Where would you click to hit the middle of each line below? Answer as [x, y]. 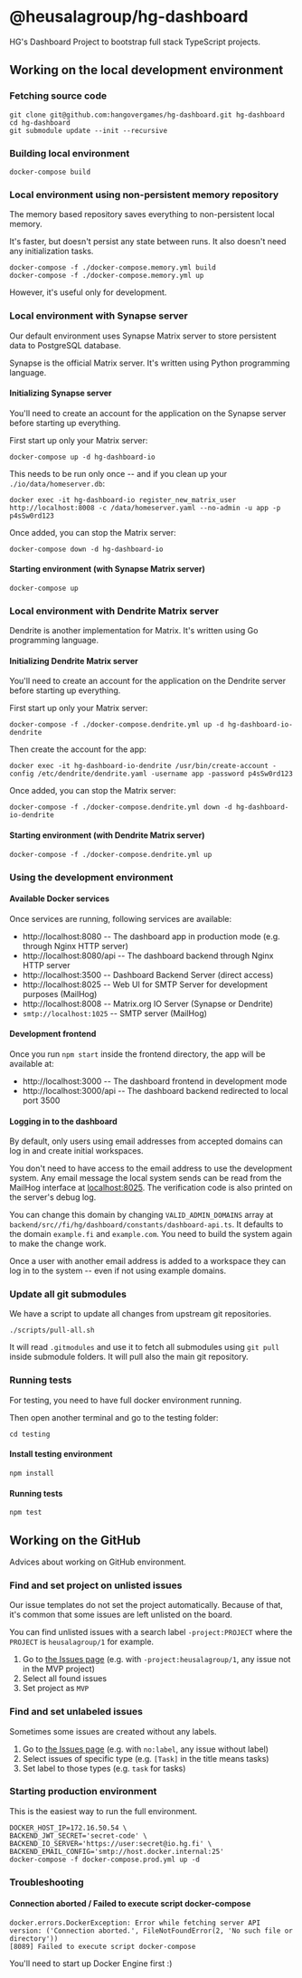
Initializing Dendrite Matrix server [74, 661]
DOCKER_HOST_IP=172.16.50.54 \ [68, 1828]
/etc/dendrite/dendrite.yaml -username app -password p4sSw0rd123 [165, 774]
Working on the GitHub [75, 1540]
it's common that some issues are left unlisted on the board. [121, 1615]
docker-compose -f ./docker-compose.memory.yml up [107, 276]
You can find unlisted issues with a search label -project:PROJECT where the [151, 1632]
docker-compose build [50, 172]
